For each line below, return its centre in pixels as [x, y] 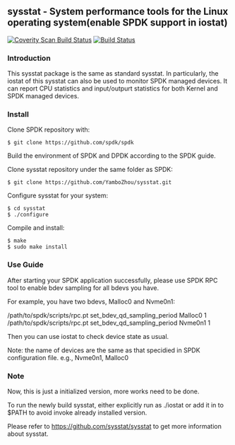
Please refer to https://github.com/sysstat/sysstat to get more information [115, 426]
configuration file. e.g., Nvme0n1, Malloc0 [68, 357]
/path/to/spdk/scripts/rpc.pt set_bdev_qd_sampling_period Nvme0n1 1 [109, 323]
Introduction [29, 58]
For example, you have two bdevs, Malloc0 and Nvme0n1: [91, 301]
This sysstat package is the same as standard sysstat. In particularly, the [113, 74]
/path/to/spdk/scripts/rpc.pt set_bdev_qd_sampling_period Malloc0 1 [107, 315]
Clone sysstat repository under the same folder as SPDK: [90, 170]
